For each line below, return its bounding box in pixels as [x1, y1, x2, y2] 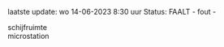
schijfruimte [7, 23, 48, 32]
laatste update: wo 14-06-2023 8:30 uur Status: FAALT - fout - [7, 7, 217, 16]
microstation [7, 32, 50, 41]
